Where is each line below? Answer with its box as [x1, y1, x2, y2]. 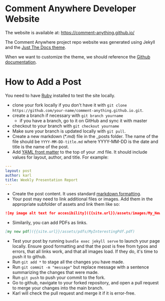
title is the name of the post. [12, 143, 69, 150]
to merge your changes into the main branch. [12, 285, 104, 291]
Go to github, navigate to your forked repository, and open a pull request [12, 280, 159, 285]
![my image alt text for [5, 211, 56, 216]
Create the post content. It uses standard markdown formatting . [12, 191, 141, 197]
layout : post [5, 168, 32, 173]
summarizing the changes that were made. [12, 270, 99, 275]
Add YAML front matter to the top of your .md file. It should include [12, 149, 147, 155]
